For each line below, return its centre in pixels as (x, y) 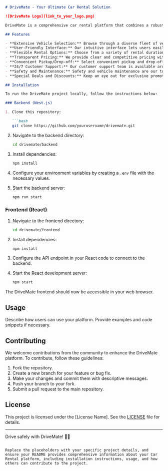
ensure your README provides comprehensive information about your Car (81, 454)
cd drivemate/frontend (36, 230)
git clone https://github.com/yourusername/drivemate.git (73, 126)
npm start (23, 282)
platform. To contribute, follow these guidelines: (54, 358)
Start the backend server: (39, 188)
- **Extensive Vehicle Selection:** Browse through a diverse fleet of (81, 43)
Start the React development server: (50, 273)
